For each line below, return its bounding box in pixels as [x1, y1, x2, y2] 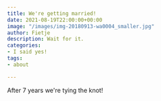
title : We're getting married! [7, 10, 97, 17]
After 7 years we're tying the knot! [7, 86, 103, 94]
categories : [7, 42, 41, 49]
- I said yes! [7, 49, 48, 56]
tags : [7, 55, 23, 62]
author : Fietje [7, 29, 51, 36]
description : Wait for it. [7, 36, 84, 43]
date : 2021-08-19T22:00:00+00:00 [7, 16, 103, 23]
